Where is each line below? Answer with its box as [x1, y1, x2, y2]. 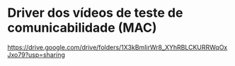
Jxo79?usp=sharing [7, 51, 66, 59]
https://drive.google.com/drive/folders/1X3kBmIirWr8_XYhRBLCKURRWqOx [7, 43, 228, 51]
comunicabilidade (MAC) [7, 20, 157, 36]
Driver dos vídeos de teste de [7, 5, 183, 21]
